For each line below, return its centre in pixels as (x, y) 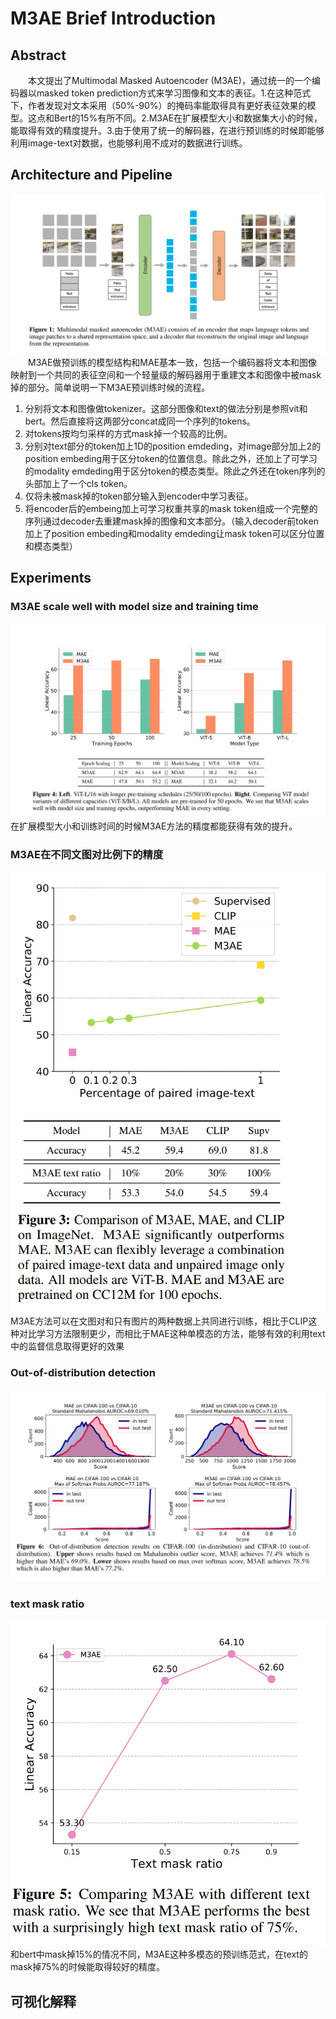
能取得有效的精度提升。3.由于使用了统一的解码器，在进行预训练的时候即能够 (167, 130)
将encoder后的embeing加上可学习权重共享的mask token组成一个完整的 (171, 508)
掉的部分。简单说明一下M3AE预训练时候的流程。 (110, 387)
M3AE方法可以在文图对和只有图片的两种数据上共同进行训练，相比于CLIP (159, 1321)
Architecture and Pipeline (91, 175)
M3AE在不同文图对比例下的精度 (87, 854)
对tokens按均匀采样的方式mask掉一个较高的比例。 (128, 433)
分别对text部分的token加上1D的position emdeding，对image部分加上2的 (173, 446)
